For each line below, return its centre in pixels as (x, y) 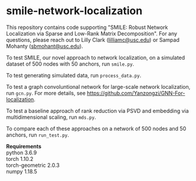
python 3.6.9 (22, 153)
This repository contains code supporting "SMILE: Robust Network (87, 27)
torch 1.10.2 (20, 159)
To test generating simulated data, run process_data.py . (74, 75)
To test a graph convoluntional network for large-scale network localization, (98, 86)
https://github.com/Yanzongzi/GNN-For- (136, 93)
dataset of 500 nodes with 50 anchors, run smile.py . (70, 64)
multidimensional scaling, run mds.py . (51, 117)
